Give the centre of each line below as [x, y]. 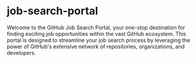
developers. [22, 52]
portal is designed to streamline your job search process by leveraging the [99, 40]
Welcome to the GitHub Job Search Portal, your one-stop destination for [96, 27]
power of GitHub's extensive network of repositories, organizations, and [96, 46]
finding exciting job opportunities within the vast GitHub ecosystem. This [97, 33]
